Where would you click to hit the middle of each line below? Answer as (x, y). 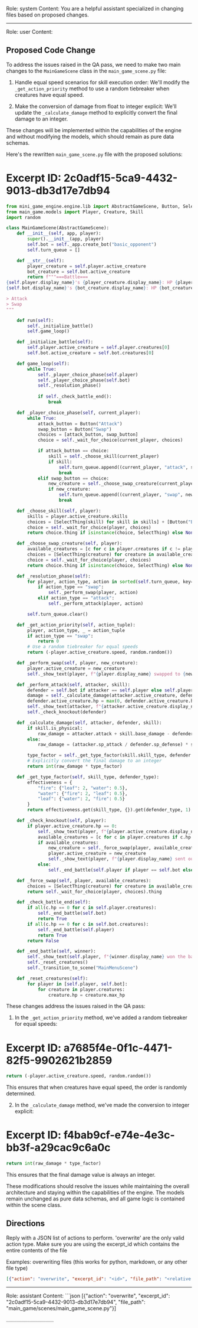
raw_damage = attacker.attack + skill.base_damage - (103, 734)
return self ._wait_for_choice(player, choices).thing (95, 892)
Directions (26, 1224)
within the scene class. (34, 1205)
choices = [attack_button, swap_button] (88, 435)
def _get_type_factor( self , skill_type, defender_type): (88, 777)
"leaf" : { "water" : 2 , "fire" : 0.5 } (81, 799)
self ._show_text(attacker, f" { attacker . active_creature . (98, 707)
